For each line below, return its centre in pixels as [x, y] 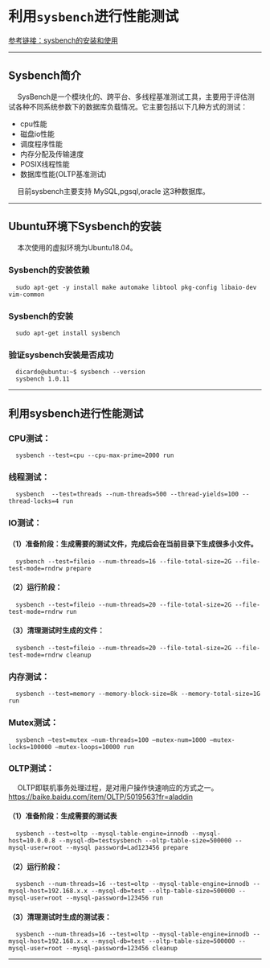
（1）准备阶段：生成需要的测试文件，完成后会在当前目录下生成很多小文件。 [133, 543]
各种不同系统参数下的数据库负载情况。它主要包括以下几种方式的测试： [131, 106]
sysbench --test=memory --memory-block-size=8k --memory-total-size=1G [138, 694]
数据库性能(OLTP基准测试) [63, 174]
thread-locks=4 [34, 501]
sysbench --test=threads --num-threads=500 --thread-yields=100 [127, 494]
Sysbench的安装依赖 [49, 270]
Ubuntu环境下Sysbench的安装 [85, 227]
